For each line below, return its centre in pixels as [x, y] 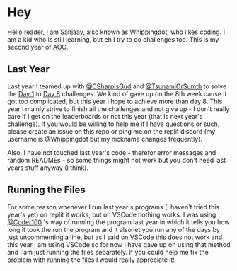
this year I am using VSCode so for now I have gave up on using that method [119, 244]
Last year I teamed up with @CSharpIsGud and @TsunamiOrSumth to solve [117, 86]
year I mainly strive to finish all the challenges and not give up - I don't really [118, 109]
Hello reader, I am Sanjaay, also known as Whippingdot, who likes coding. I [116, 32]
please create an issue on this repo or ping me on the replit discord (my [111, 131]
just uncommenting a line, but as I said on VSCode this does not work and [115, 237]
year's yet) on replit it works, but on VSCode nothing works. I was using [112, 214]
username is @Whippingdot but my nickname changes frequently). [105, 139]
